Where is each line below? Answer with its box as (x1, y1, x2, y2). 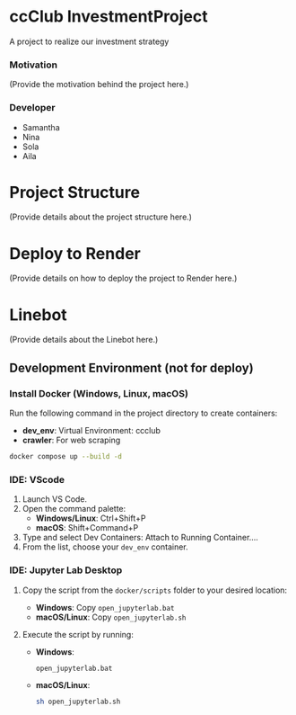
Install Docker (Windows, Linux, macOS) (9, 387, 188, 399)
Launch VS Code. (22, 494, 88, 505)
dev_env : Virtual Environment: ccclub (22, 425, 161, 436)
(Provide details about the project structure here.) (9, 211, 193, 222)
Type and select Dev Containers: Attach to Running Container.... (22, 532, 258, 543)
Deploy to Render (9, 243, 141, 264)
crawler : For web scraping (22, 434, 121, 446)
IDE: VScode (9, 473, 65, 486)
